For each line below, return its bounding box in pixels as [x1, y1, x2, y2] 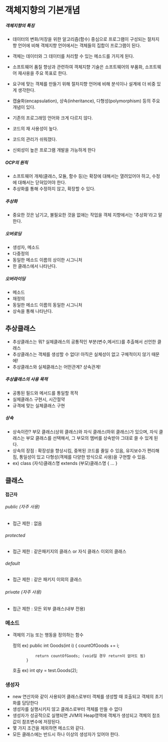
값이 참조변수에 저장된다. [12, 719, 61, 725]
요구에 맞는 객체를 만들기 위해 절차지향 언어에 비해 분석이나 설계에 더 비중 [12, 81, 156, 87]
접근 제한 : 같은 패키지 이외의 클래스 [12, 576, 82, 582]
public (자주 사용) [5, 504, 40, 510]
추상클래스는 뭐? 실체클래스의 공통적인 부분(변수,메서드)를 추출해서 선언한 [12, 339, 156, 345]
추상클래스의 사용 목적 [5, 376, 48, 382]
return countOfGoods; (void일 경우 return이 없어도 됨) [35, 653, 146, 658]
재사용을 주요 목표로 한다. [18, 70, 68, 76]
